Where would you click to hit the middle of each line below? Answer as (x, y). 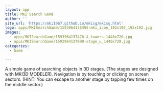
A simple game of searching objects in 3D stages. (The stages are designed (81, 69)
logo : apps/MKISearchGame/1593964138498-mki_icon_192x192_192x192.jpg (79, 28)
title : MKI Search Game (29, 14)
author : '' (16, 19)
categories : (17, 46)
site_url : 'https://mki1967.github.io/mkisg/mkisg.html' (64, 23)
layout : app (17, 10)
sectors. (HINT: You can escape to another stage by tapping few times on (79, 79)
